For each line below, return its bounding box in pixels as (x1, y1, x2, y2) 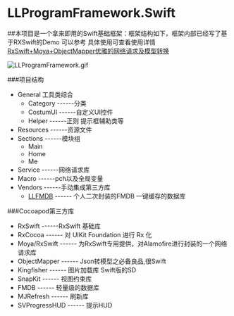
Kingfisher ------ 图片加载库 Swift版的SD (17, 265, 136, 274)
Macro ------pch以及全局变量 (17, 174, 104, 182)
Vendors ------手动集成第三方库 (17, 183, 111, 191)
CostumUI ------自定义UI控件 (27, 108, 113, 116)
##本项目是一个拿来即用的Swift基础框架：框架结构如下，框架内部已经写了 (7, 29, 221, 37)
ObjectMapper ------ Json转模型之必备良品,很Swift (17, 257, 166, 265)
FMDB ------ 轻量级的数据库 (17, 283, 100, 291)
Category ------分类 (27, 99, 87, 107)
